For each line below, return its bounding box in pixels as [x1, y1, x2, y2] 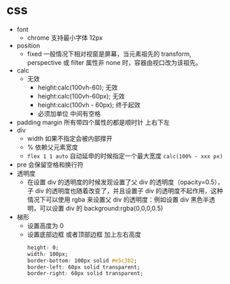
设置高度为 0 [27, 221, 64, 230]
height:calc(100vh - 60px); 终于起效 [37, 100, 141, 109]
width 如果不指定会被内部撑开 [27, 134, 113, 142]
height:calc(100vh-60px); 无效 [37, 91, 125, 100]
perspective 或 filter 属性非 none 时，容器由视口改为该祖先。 [27, 58, 202, 66]
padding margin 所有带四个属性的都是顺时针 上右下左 [16, 118, 170, 126]
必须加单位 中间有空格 [37, 109, 101, 117]
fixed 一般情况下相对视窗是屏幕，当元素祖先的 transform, [27, 50, 192, 58]
